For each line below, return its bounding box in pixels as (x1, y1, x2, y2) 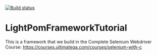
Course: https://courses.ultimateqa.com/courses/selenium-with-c (5, 44, 142, 50)
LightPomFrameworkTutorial (5, 22, 127, 33)
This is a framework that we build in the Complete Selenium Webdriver (5, 38, 152, 44)
